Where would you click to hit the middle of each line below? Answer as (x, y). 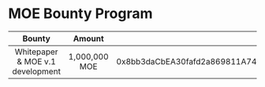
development (37, 71)
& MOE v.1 (37, 61)
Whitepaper (36, 52)
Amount (88, 38)
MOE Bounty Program (80, 14)
